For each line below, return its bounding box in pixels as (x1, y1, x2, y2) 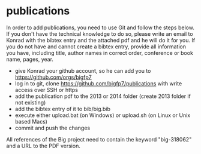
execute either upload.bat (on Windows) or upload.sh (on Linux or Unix (14, 112, 191, 119)
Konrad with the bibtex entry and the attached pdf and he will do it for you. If (6, 36, 196, 44)
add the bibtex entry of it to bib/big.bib (14, 105, 111, 112)
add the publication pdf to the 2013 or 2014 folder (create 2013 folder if (14, 93, 191, 100)
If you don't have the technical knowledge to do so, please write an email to (6, 30, 193, 37)
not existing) (14, 98, 46, 106)
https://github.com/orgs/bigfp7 (14, 73, 92, 81)
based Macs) (14, 118, 48, 125)
